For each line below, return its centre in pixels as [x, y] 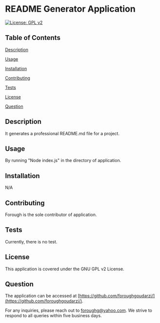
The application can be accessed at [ [42, 296]
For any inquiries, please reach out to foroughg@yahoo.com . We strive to [79, 310]
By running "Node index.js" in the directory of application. [63, 161]
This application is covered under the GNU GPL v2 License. [65, 269]
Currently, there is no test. [31, 242]
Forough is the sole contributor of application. [51, 215]
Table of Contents [33, 38]
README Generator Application [70, 9]
